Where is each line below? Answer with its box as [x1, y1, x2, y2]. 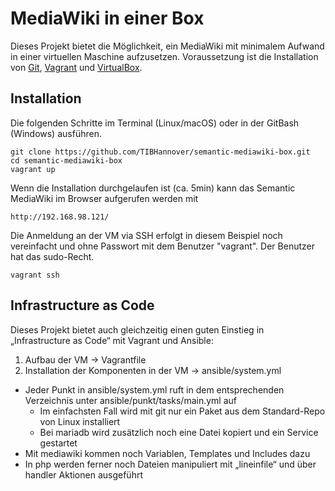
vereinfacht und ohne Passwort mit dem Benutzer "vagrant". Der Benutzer [10, 240, 315, 252]
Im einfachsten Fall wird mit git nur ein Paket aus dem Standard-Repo [39, 405, 326, 417]
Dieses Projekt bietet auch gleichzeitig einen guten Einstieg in [10, 323, 265, 336]
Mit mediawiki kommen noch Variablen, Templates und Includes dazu [24, 447, 311, 459]
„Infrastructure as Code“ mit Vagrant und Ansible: [10, 334, 214, 346]
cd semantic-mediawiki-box [10, 155, 123, 166]
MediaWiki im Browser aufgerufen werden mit [10, 192, 199, 204]
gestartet [39, 437, 78, 449]
